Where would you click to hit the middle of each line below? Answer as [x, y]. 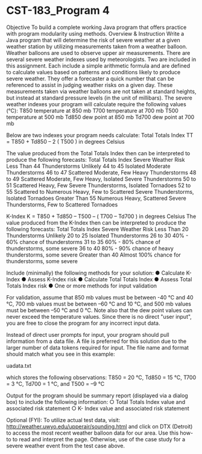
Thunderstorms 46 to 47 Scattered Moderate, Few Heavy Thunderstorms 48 [101, 172]
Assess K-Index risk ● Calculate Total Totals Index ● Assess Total [110, 279]
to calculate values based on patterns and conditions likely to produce [93, 72]
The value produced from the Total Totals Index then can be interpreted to [98, 153]
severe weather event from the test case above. [66, 446]
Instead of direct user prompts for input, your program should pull [88, 334]
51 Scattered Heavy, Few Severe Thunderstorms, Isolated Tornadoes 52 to [99, 185]
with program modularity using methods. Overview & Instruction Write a [95, 33]
